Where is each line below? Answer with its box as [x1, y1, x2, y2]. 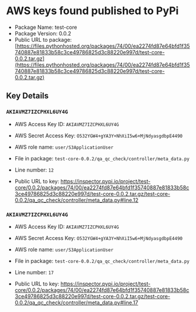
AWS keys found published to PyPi [6, 4, 179, 18]
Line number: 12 [14, 166, 54, 173]
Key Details [6, 91, 49, 101]
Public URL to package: [14, 36, 72, 43]
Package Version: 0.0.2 [14, 29, 71, 37]
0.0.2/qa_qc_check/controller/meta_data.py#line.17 [14, 299, 139, 306]
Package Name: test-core [14, 24, 77, 31]
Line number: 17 [14, 268, 54, 275]
